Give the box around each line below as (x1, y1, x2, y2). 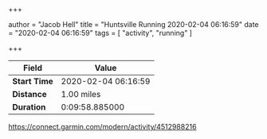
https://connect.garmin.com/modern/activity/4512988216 (8, 122, 197, 131)
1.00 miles (61, 89, 101, 99)
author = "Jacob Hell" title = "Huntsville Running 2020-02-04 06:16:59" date (8, 20, 259, 29)
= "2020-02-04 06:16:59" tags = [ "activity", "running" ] (8, 29, 193, 37)
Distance (12, 89, 47, 99)
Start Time (12, 76, 53, 87)
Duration (12, 102, 46, 112)
